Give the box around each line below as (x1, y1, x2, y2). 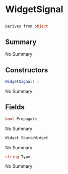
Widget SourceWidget (5, 135, 49, 140)
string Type (5, 154, 30, 159)
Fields (5, 103, 25, 112)
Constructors (5, 66, 48, 74)
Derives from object (5, 24, 49, 29)
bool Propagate (5, 116, 37, 121)
